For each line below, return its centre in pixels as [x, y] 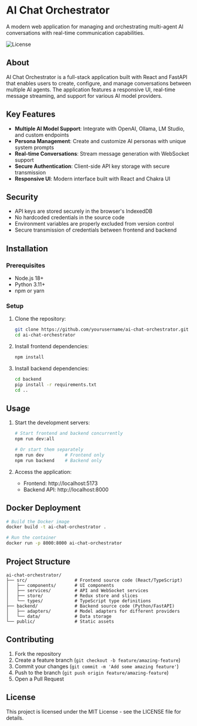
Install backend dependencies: [52, 368]
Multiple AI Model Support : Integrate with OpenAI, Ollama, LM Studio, [100, 128]
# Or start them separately [49, 450]
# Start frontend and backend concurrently [69, 434]
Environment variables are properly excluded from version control [94, 224]
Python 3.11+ [30, 285]
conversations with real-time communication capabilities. [76, 32]
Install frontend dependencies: [52, 346]
